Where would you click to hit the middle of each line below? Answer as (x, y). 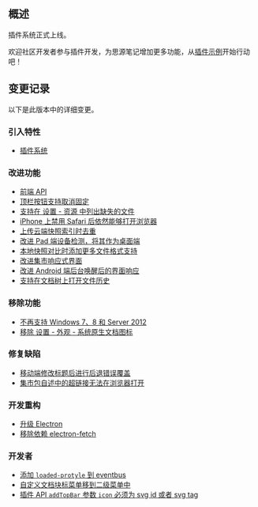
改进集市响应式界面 (51, 261)
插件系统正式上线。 (39, 35)
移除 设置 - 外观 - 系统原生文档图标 (76, 331)
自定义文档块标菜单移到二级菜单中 (75, 485)
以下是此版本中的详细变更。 (53, 109)
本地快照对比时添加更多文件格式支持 (79, 251)
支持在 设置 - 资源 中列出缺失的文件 (77, 211)
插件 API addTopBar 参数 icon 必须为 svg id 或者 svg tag (109, 495)
